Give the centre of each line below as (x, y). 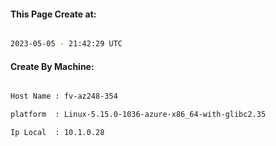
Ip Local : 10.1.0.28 (57, 133)
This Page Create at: (53, 14)
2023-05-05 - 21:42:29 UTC (66, 44)
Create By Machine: (52, 66)
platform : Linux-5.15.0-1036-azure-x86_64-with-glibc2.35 (138, 115)
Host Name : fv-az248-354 (64, 96)
